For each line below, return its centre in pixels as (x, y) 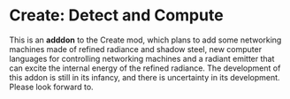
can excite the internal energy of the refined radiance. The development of (145, 68)
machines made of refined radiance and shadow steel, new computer (136, 49)
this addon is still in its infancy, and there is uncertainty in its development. (145, 77)
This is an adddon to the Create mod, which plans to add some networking (145, 40)
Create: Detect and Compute (116, 15)
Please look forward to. (52, 87)
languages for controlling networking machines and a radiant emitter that (142, 58)
